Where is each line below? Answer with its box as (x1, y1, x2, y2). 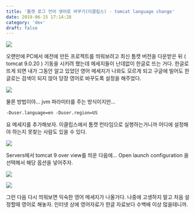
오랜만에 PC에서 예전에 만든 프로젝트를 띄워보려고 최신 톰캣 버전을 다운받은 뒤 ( (6, 53, 186, 60)
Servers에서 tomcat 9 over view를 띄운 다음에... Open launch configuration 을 (6, 152, 189, 159)
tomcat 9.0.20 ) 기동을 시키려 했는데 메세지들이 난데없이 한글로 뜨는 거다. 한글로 (6, 60, 189, 67)
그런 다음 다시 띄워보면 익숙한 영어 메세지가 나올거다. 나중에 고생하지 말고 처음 (6, 194, 184, 201)
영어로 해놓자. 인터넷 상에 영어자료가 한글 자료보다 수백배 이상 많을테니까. (21, 201, 189, 208)
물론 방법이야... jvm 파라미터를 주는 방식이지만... (6, 98, 116, 106)
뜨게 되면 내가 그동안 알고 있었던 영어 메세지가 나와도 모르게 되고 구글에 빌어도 (6, 67, 184, 75)
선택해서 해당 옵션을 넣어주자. (6, 159, 74, 166)
